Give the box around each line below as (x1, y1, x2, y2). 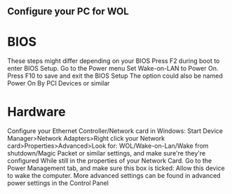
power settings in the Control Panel (7, 179, 109, 188)
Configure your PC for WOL (7, 6, 130, 18)
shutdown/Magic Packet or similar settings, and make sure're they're (7, 149, 206, 158)
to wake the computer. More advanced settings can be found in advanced (7, 172, 221, 180)
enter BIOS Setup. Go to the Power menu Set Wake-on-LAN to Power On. (7, 64, 219, 73)
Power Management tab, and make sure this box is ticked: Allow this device (7, 164, 226, 172)
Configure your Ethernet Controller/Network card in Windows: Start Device (7, 127, 223, 135)
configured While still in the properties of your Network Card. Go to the (7, 157, 212, 165)
